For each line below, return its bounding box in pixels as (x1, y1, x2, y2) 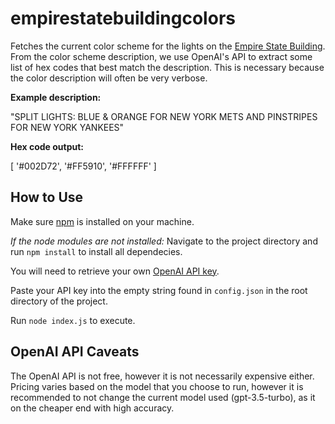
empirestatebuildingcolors (10, 7, 236, 30)
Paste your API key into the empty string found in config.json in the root (10, 284, 308, 296)
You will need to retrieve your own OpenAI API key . (10, 265, 220, 277)
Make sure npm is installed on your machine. (10, 215, 195, 227)
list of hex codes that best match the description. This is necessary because (10, 61, 325, 73)
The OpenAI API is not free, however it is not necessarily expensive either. (10, 370, 315, 382)
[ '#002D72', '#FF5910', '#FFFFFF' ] (10, 160, 157, 172)
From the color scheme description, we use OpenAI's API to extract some (10, 50, 313, 62)
